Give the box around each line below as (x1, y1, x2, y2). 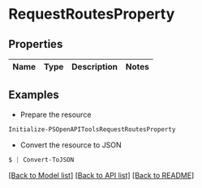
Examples (8, 88, 59, 102)
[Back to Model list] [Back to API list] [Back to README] (8, 170, 195, 180)
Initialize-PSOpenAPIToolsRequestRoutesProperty (8, 125, 176, 134)
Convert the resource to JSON (19, 139, 122, 150)
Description (71, 62, 118, 72)
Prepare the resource (19, 109, 92, 119)
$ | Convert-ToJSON (8, 156, 75, 164)
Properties (8, 37, 63, 51)
